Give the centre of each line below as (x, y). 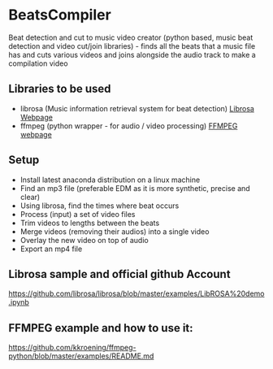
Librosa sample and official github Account (119, 274)
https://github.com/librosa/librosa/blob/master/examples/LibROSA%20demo (136, 293)
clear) (30, 197)
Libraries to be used (60, 89)
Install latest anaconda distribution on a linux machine (110, 180)
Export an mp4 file (51, 249)
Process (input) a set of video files (78, 214)
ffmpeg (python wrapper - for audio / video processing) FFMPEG (129, 126)
